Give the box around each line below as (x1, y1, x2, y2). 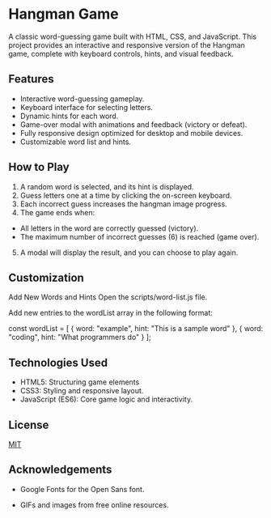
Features (8, 72, 54, 86)
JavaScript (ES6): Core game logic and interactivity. (19, 394, 193, 405)
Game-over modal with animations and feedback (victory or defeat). (19, 119, 248, 129)
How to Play (8, 160, 70, 174)
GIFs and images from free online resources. (19, 499, 169, 510)
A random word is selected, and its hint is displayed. (19, 181, 194, 191)
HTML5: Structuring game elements (19, 377, 140, 387)
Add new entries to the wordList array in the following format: (8, 308, 213, 318)
